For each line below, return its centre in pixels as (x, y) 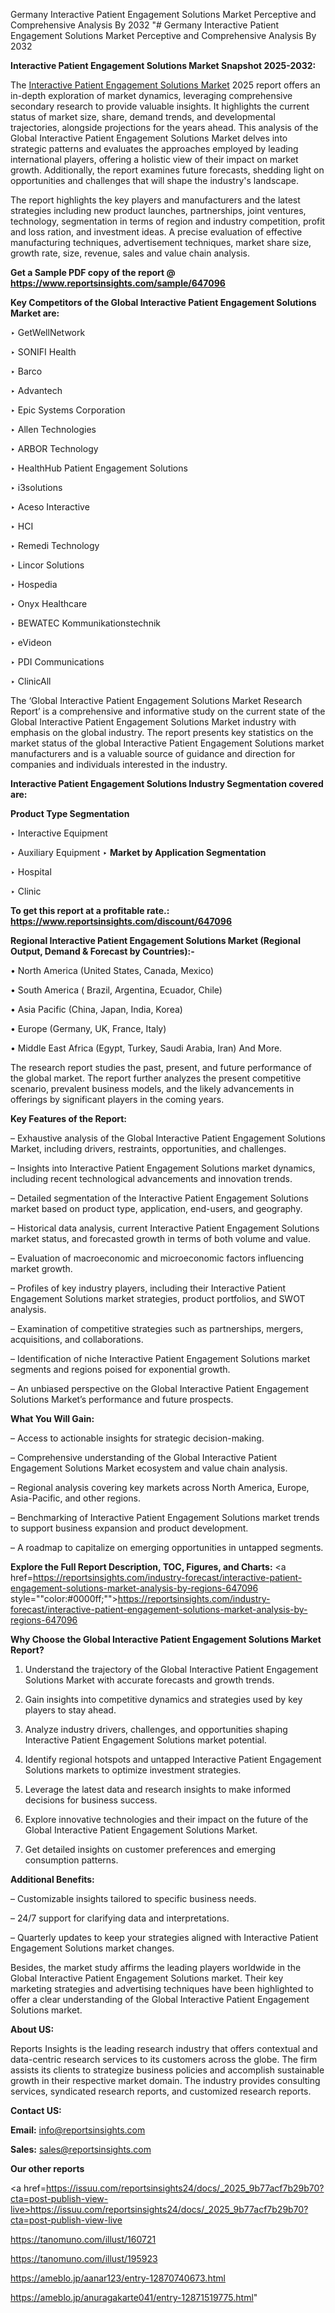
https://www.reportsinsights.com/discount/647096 (121, 921)
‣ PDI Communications (57, 662)
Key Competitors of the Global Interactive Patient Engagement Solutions (163, 302)
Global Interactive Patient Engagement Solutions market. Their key (147, 1978)
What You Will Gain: (52, 1418)
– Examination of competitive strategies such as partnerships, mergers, (157, 1328)
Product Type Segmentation (70, 813)
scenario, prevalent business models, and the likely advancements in (152, 1088)
